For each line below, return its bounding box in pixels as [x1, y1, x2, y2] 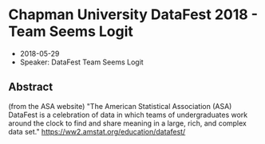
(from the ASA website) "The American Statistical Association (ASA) [8, 101, 232, 111]
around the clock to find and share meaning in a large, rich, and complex [8, 118, 247, 128]
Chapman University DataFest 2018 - [8, 6, 258, 24]
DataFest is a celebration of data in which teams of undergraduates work [8, 110, 248, 119]
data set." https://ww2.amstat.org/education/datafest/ [8, 126, 186, 136]
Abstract [8, 80, 53, 94]
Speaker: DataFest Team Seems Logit [19, 57, 144, 67]
